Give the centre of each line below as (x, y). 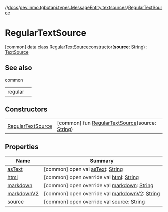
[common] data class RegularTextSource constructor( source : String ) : (76, 47)
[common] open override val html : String (91, 177)
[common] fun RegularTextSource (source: (107, 123)
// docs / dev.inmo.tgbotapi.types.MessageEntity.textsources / (67, 7)
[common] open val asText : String (83, 169)
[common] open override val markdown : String (99, 186)
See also (19, 68)
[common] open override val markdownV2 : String (102, 194)
